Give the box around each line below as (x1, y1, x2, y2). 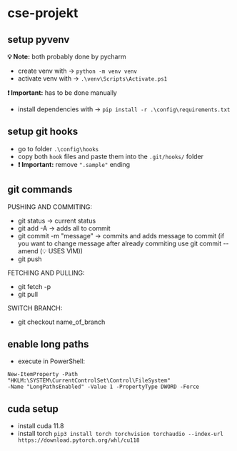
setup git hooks (7, 126, 79, 138)
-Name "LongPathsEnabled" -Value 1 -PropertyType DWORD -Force (7, 383, 200, 390)
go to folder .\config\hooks (17, 144, 99, 153)
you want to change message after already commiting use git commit (17, 239, 222, 248)
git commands (7, 183, 73, 196)
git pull (17, 290, 38, 298)
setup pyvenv (7, 34, 70, 46)
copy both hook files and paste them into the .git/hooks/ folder (17, 152, 204, 161)
